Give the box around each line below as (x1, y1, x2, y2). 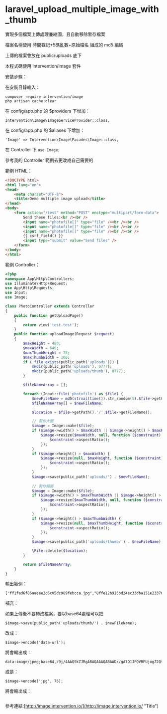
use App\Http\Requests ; (5, 285, 55, 290)
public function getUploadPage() (14, 313, 83, 318)
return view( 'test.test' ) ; (23, 322, 79, 327)
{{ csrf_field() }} (23, 234, 64, 238)
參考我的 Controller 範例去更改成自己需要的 (5, 157, 93, 163)
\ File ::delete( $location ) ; (31, 548, 88, 553)
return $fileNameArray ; (23, 562, 72, 567)
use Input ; (5, 290, 28, 295)
